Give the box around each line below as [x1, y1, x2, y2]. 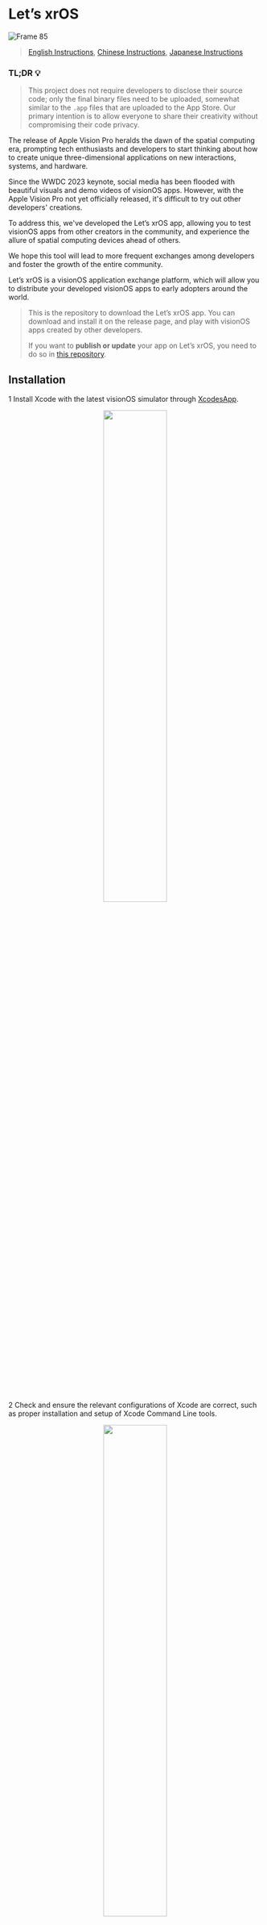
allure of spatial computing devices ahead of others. [8, 236, 181, 245]
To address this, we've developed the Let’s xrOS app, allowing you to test [8, 219, 252, 228]
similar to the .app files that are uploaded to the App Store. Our [27, 102, 236, 113]
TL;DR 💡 [8, 67, 41, 78]
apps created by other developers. [27, 325, 143, 335]
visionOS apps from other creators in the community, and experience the [8, 227, 250, 236]
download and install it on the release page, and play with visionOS [27, 316, 251, 327]
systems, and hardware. [8, 161, 88, 171]
